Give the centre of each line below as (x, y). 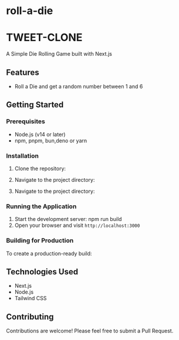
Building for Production (40, 240)
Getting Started (35, 105)
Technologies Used (42, 272)
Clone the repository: (40, 168)
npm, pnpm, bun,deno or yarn (51, 140)
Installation (23, 155)
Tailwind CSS (31, 298)
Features (23, 72)
